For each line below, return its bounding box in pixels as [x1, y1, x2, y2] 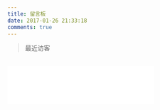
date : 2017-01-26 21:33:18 [7, 17, 87, 24]
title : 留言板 [7, 10, 46, 18]
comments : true [7, 23, 53, 31]
